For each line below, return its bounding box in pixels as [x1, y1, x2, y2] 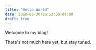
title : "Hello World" [5, 7, 49, 12]
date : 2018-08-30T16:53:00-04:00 [5, 12, 73, 17]
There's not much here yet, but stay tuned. [5, 39, 92, 45]
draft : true [5, 16, 29, 21]
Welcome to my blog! [5, 30, 48, 36]
